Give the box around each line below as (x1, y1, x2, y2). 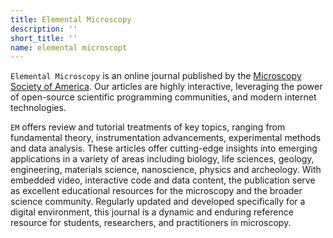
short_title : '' (10, 33, 78, 43)
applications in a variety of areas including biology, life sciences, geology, (10, 153, 315, 165)
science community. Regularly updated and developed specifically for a (10, 196, 306, 208)
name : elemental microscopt (10, 42, 128, 53)
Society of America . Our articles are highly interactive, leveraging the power (10, 81, 323, 93)
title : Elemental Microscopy (10, 14, 132, 25)
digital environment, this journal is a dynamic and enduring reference (10, 206, 294, 218)
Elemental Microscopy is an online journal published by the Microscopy (10, 70, 302, 82)
